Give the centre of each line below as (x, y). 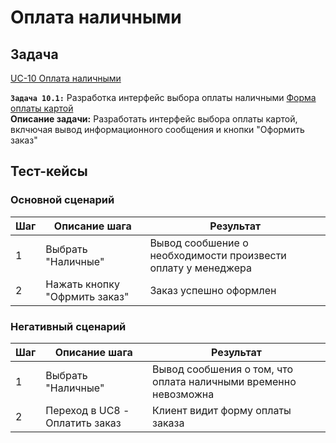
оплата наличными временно (224, 381)
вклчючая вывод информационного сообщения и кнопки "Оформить (157, 129)
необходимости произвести (218, 255)
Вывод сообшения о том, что (222, 369)
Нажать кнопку (82, 284)
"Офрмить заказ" (87, 296)
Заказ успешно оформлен (213, 290)
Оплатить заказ (83, 423)
